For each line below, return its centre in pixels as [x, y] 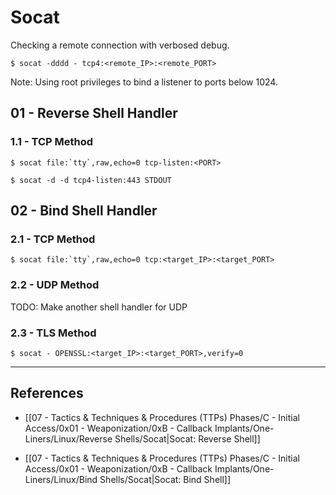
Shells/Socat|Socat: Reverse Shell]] [187, 438]
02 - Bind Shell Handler [84, 211]
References [47, 393]
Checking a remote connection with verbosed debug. [120, 45]
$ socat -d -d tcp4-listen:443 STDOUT [91, 180]
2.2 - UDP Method [55, 285]
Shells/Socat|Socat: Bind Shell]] [165, 479]
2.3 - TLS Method [53, 333]
